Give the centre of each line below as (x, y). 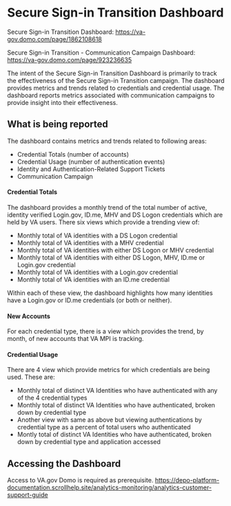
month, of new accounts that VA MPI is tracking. (76, 339)
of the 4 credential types (52, 398)
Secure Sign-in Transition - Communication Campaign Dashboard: (101, 52)
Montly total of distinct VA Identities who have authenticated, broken (114, 435)
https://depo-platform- (187, 480)
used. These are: (31, 377)
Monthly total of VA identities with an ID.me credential (93, 279)
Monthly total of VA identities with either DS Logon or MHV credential (115, 250)
